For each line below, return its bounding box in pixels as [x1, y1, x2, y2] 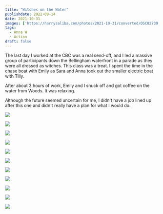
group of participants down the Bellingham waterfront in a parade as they [5, 57, 153, 64]
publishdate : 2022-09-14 [5, 12, 56, 17]
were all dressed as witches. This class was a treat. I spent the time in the [5, 63, 153, 68]
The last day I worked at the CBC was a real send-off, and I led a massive [5, 52, 152, 58]
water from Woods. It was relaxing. [5, 87, 76, 93]
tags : [5, 25, 16, 30]
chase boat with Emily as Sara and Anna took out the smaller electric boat [5, 68, 154, 74]
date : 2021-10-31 [5, 16, 41, 21]
